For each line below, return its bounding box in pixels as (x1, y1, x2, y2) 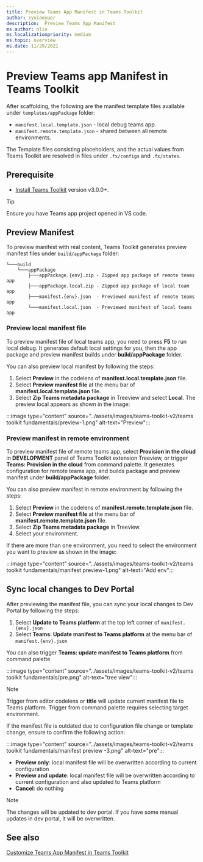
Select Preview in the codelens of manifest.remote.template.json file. (15, 504, 193, 512)
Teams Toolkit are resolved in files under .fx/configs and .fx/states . (6, 152, 181, 159)
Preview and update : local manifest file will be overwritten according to (15, 772, 195, 779)
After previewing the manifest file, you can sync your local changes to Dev (6, 600, 193, 607)
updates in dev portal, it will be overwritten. (6, 814, 115, 822)
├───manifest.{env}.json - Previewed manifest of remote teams (28, 294, 195, 300)
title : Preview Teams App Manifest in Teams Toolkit (6, 9, 143, 15)
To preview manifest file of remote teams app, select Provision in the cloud (6, 448, 196, 455)
